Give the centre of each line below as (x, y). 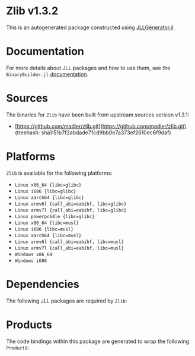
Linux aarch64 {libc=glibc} (49, 197)
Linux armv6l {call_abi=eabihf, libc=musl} (69, 242)
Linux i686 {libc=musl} (44, 229)
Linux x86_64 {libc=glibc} (48, 185)
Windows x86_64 (33, 254)
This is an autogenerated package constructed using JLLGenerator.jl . (90, 27)
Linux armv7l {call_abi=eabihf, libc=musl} (69, 248)
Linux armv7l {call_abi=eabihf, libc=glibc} (71, 210)
